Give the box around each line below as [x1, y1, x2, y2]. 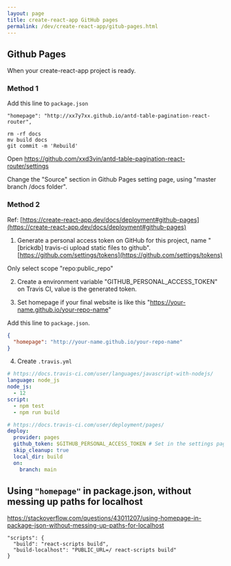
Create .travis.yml [16, 357, 72, 365]
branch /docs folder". [7, 183, 67, 191]
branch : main [19, 466, 57, 473]
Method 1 [7, 84, 39, 94]
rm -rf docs [7, 131, 41, 138]
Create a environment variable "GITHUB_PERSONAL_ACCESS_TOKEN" [16, 277, 218, 285]
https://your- [150, 298, 186, 306]
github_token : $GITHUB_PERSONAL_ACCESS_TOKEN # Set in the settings [13, 441, 214, 448]
